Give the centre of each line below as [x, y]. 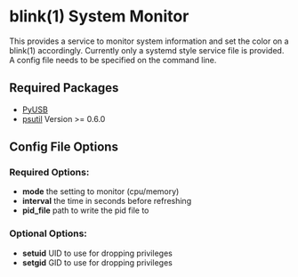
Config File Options [64, 147]
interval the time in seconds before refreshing [107, 201]
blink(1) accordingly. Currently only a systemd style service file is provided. [147, 50]
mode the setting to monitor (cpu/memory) [101, 191]
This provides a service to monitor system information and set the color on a [149, 41]
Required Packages [64, 88]
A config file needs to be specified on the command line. [113, 60]
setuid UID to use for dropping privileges [97, 253]
